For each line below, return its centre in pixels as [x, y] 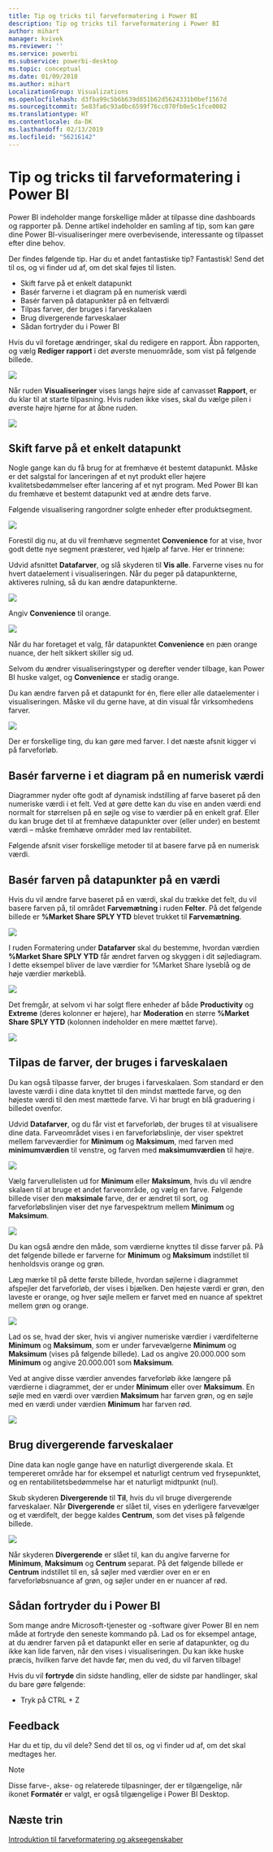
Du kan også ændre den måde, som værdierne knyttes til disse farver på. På [136, 1246]
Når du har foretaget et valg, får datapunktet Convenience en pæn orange [133, 644]
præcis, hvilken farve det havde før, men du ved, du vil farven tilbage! [125, 1660]
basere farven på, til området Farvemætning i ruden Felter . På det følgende [135, 908]
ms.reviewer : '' [36, 46]
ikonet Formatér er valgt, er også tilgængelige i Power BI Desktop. [119, 1794]
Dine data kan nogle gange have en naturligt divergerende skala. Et [121, 1464]
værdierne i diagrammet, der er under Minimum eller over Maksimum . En [132, 1387]
